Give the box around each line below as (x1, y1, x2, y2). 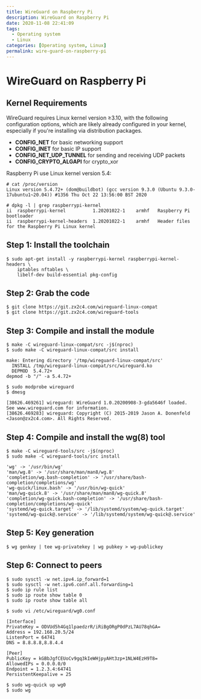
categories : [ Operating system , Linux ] (6, 43, 107, 49)
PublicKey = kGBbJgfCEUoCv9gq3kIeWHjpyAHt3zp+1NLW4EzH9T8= (6, 656, 158, 662)
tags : (6, 25, 20, 32)
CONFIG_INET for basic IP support (14, 145, 101, 152)
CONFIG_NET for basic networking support (14, 138, 123, 145)
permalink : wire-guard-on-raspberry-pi (6, 48, 107, 54)
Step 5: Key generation (6, 528, 95, 538)
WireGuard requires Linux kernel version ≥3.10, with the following (6, 114, 168, 121)
